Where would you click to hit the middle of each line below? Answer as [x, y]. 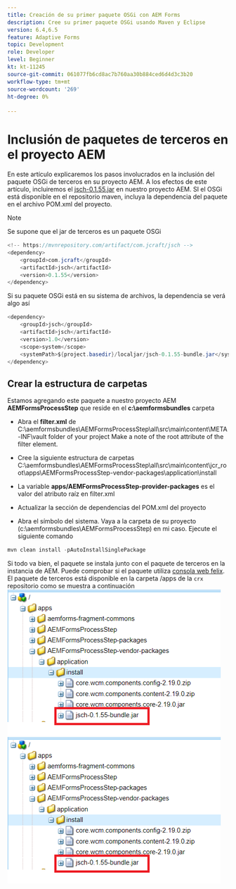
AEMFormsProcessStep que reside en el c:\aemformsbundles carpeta [111, 408]
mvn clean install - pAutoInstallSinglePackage [77, 550]
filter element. [38, 444]
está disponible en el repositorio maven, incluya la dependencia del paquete [118, 197]
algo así [19, 304]
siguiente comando [45, 536]
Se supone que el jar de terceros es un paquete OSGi [84, 232]
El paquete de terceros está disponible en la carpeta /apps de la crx [105, 578]
